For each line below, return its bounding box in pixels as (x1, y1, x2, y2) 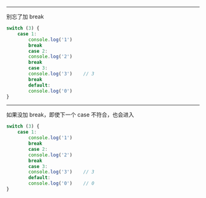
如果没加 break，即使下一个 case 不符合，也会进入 (6, 111, 134, 118)
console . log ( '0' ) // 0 (28, 180, 95, 187)
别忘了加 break (6, 13, 44, 20)
